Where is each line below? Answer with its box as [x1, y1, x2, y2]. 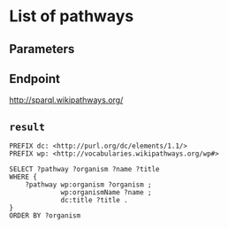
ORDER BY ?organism [9, 211, 81, 220]
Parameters [9, 42, 75, 57]
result [9, 120, 46, 134]
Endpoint [9, 71, 60, 86]
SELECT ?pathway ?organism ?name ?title [9, 165, 161, 174]
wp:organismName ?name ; [60, 188, 152, 197]
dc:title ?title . [60, 196, 128, 205]
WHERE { [9, 172, 38, 182]
